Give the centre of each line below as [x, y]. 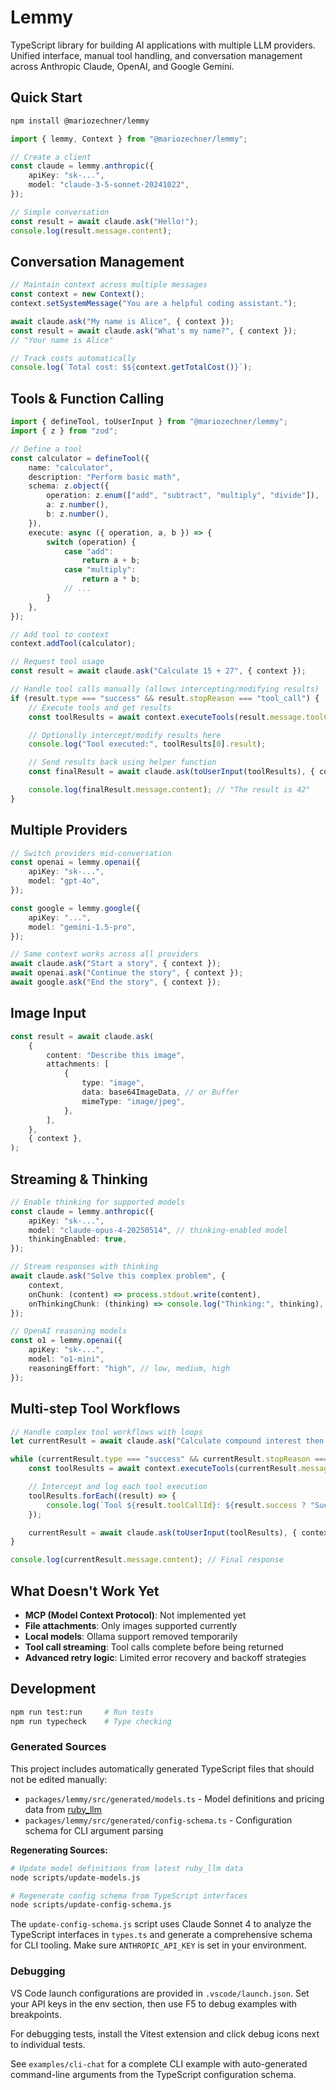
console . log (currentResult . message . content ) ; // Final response [147, 1560]
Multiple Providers [69, 830]
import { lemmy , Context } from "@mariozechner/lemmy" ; [129, 139]
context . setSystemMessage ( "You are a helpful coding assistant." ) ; [154, 304]
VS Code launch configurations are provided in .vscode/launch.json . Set [160, 1993]
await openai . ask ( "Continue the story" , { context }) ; [127, 973]
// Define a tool [46, 449]
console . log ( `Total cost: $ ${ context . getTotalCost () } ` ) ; [131, 367]
